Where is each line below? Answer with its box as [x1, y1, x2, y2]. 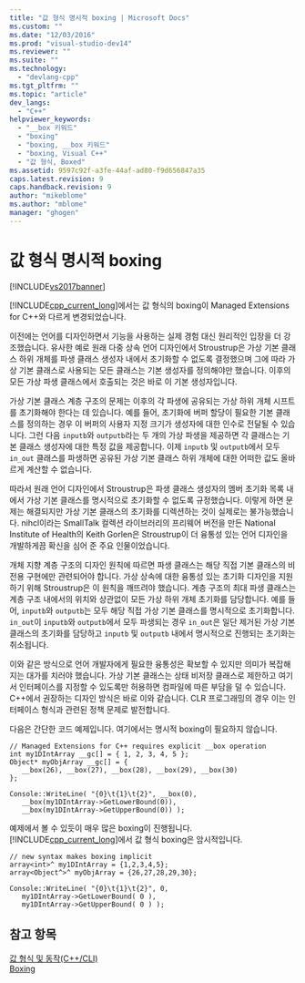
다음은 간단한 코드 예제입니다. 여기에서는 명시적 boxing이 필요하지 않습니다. [9, 723, 278, 734]
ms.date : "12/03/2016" [9, 30, 96, 39]
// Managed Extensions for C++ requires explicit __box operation [9, 742, 267, 751]
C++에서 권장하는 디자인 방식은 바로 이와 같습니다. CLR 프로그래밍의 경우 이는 [9, 692, 287, 703]
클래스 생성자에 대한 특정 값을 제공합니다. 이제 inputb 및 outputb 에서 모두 [18, 441, 280, 452]
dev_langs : [9, 97, 51, 108]
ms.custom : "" [9, 22, 64, 31]
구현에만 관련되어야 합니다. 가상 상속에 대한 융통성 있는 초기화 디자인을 [25, 570, 277, 581]
